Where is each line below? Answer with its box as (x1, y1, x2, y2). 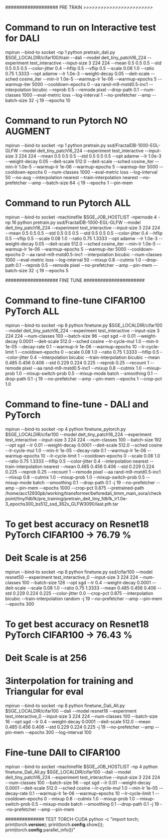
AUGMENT (5, 126, 51, 137)
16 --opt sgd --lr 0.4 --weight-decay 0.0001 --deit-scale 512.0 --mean (5, 719, 151, 725)
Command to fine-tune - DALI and (5, 399, 149, 410)
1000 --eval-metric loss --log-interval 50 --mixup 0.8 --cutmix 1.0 (5, 257, 141, 263)
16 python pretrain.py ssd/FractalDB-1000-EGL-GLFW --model (12, 219, 141, 225)
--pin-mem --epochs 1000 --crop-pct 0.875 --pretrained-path (15, 485, 144, 491)
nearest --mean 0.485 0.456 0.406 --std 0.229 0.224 (43, 463, 154, 470)
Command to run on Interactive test (5, 22, 156, 33)
